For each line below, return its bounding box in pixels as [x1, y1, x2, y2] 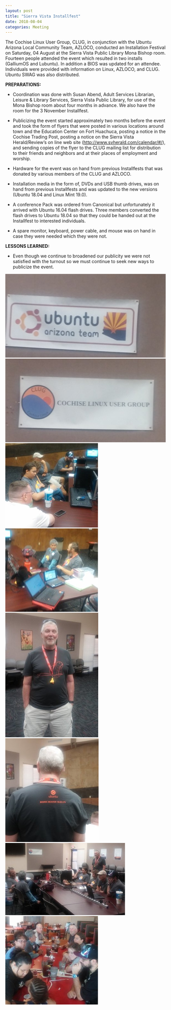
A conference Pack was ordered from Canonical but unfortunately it [12, 202, 155, 208]
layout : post [5, 8, 33, 13]
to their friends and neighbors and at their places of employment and [12, 150, 158, 156]
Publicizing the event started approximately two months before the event [12, 118, 165, 124]
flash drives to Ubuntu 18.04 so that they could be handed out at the [12, 213, 156, 219]
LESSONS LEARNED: [5, 243, 50, 249]
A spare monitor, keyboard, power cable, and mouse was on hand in [12, 228, 156, 234]
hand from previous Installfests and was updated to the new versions [12, 186, 158, 193]
